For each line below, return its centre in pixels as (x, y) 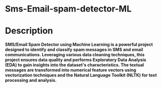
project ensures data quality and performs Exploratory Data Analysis (76, 60)
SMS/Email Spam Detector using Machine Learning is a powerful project (79, 44)
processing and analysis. (31, 80)
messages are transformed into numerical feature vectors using (71, 70)
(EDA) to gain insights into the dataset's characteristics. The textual (74, 65)
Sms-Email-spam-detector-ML (68, 9)
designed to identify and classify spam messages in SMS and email (74, 50)
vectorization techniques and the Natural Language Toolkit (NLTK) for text (81, 75)
